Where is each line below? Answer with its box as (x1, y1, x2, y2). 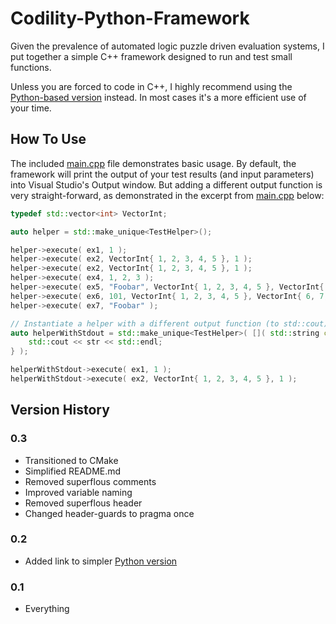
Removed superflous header (24, 497, 143, 509)
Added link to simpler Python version (24, 555, 178, 567)
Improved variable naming (24, 486, 133, 498)
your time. (10, 102, 52, 114)
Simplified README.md (24, 465, 122, 477)
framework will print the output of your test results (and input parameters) (10, 168, 315, 180)
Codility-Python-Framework (10, 7, 250, 30)
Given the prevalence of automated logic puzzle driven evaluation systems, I (10, 40, 325, 52)
